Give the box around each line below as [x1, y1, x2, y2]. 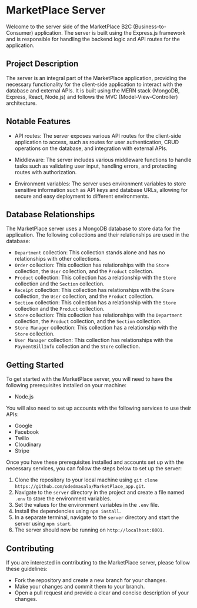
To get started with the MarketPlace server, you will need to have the [6, 376, 173, 383]
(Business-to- [133, 23, 166, 30]
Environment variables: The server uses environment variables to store [14, 180, 186, 187]
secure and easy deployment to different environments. [14, 192, 149, 200]
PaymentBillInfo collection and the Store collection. [14, 343, 141, 350]
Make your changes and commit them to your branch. [14, 583, 145, 590]
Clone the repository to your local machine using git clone [14, 476, 158, 483]
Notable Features [6, 117, 71, 127]
